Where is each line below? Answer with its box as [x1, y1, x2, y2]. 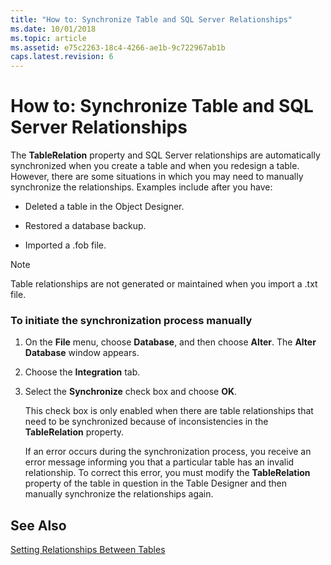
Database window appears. [24, 347, 140, 359]
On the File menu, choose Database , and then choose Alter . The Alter [24, 336, 317, 348]
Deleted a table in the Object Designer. [24, 201, 185, 213]
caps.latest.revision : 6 [10, 52, 114, 62]
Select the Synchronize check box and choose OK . [24, 386, 238, 398]
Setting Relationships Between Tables [10, 544, 166, 556]
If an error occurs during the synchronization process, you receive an [24, 446, 312, 458]
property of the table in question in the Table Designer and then [24, 477, 288, 490]
